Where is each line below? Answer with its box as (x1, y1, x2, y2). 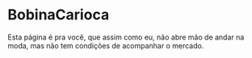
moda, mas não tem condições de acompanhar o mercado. (7, 40, 204, 50)
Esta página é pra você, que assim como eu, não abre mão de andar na (7, 32, 245, 42)
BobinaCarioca (7, 6, 110, 24)
